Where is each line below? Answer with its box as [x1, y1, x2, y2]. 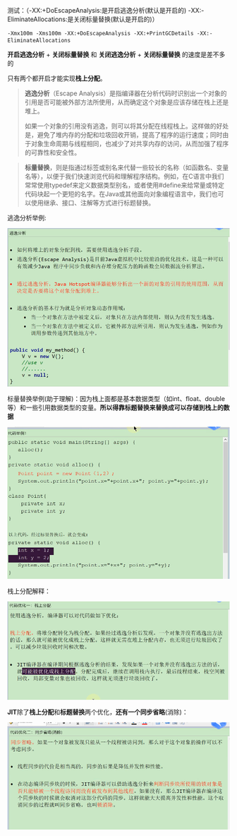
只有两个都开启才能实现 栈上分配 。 [7, 74, 107, 83]
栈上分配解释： [7, 587, 51, 595]
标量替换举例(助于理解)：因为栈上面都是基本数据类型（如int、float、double [7, 395, 226, 403]
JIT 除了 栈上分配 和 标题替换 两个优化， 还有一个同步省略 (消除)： [7, 707, 188, 716]
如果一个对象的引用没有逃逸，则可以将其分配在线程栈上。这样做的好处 [24, 122, 229, 130]
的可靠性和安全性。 [24, 148, 81, 157]
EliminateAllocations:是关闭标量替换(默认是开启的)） [7, 15, 159, 23]
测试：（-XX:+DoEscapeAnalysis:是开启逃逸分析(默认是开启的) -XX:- [7, 6, 205, 14]
